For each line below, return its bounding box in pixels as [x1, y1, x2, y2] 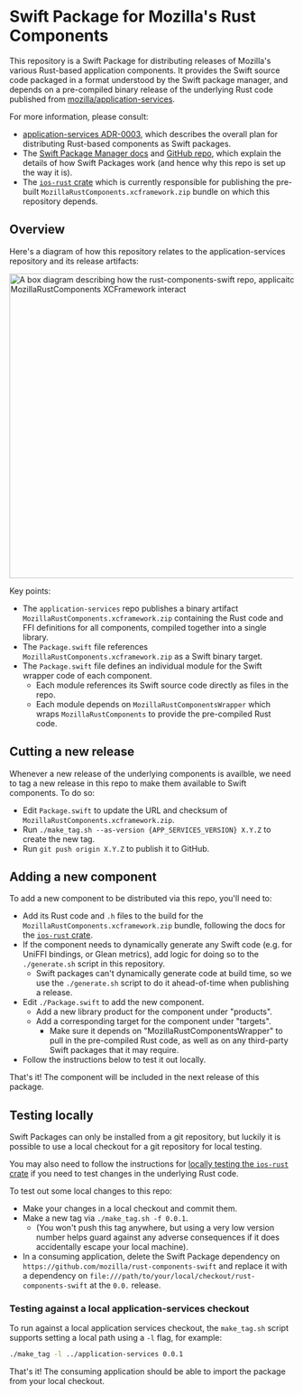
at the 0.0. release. [89, 1280, 161, 1291]
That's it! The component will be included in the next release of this [9, 1072, 260, 1083]
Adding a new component [9, 869, 157, 884]
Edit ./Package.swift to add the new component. [22, 997, 205, 1008]
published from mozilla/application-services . [9, 93, 176, 105]
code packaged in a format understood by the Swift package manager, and [9, 74, 289, 85]
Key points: [9, 585, 51, 596]
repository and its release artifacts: [9, 255, 140, 266]
